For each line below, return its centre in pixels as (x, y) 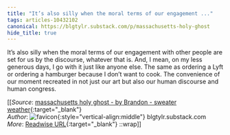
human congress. (32, 89)
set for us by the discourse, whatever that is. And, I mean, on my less (105, 60)
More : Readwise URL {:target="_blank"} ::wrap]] (74, 124)
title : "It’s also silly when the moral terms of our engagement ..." (110, 13)
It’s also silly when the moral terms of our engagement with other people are (115, 52)
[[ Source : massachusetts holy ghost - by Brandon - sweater (92, 102)
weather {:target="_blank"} (45, 110)
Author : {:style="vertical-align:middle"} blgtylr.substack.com (107, 117)
